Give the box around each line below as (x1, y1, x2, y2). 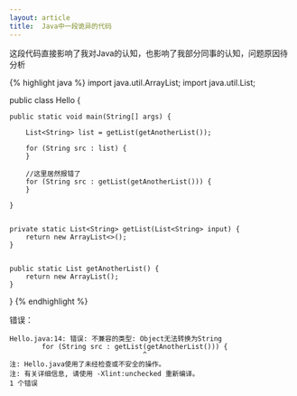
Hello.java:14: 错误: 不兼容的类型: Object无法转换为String (9, 334, 223, 344)
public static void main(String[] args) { (9, 112, 172, 121)
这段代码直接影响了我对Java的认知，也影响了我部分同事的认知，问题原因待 (9, 47, 289, 59)
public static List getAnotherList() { (9, 264, 160, 273)
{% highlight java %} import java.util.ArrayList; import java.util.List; (9, 77, 255, 88)
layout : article (9, 13, 70, 23)
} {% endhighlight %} (9, 296, 88, 306)
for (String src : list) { (25, 144, 127, 153)
